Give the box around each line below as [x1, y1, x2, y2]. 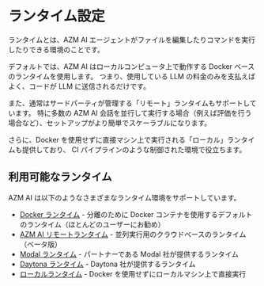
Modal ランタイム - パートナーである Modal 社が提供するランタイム [19, 249, 239, 258]
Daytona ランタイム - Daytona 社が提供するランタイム [19, 259, 196, 269]
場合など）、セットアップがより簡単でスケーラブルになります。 [8, 118, 212, 128]
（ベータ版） [19, 239, 62, 249]
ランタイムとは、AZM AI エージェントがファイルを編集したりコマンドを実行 [8, 35, 255, 44]
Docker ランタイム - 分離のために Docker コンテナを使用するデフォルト [19, 209, 253, 219]
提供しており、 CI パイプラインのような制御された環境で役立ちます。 [21, 144, 247, 154]
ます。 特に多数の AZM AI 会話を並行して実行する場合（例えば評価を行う [14, 108, 252, 117]
